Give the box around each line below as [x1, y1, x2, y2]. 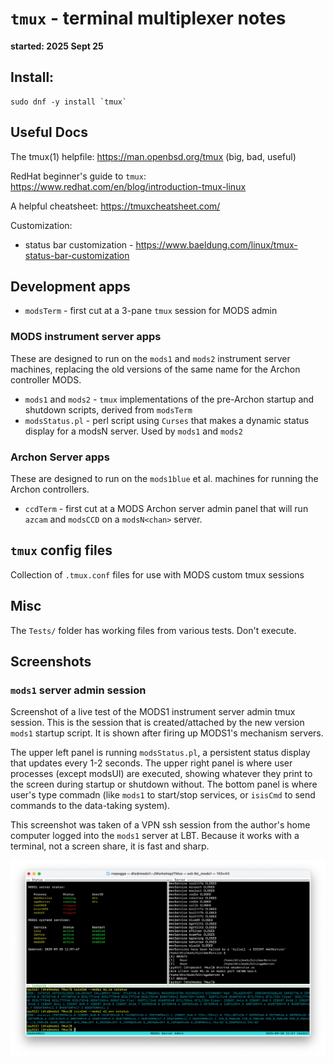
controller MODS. [10, 373, 82, 386]
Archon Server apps [10, 450, 110, 464]
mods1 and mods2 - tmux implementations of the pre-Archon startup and [24, 393, 315, 405]
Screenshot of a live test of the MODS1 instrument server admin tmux [10, 706, 296, 718]
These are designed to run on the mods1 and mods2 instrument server [10, 352, 291, 364]
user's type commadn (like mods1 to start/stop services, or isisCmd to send [10, 789, 316, 801]
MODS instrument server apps [10, 330, 162, 344]
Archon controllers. [10, 483, 90, 495]
